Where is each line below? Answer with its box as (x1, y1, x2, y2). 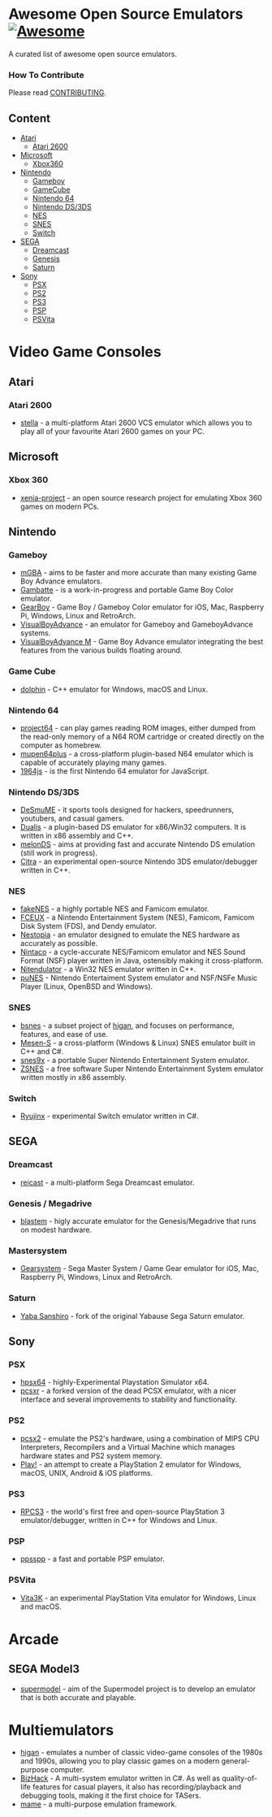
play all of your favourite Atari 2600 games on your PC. (19, 426, 205, 436)
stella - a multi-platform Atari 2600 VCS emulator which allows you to (19, 418, 253, 427)
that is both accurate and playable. (19, 1692, 136, 1702)
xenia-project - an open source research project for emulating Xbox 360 (19, 492, 262, 502)
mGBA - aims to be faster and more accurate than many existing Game (19, 568, 257, 578)
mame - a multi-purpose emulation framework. (19, 1799, 177, 1809)
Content (8, 111, 51, 125)
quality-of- (222, 1773, 258, 1784)
